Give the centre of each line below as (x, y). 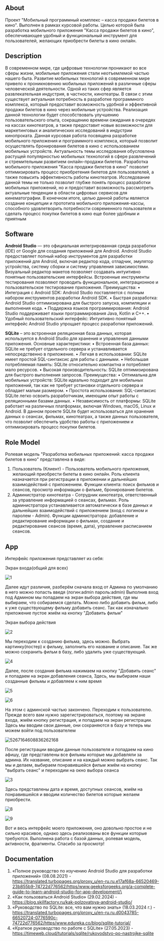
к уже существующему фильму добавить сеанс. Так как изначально (77, 608)
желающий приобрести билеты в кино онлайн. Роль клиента (76, 474)
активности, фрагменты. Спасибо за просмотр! (55, 844)
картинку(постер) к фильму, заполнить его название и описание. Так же (81, 647)
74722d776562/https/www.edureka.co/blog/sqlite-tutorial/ (71, 923)
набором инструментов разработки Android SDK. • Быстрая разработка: (82, 298)
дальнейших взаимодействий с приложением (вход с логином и (80, 511)
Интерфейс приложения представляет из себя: (54, 559)
